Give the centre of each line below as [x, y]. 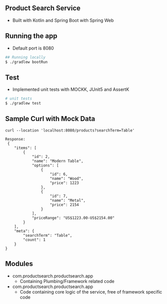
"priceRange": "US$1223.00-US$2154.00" [73, 218]
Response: [15, 139]
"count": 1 [34, 239]
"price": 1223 [64, 183]
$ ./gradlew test [23, 103]
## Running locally [25, 57]
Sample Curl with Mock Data [50, 119]
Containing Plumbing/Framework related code [67, 281]
